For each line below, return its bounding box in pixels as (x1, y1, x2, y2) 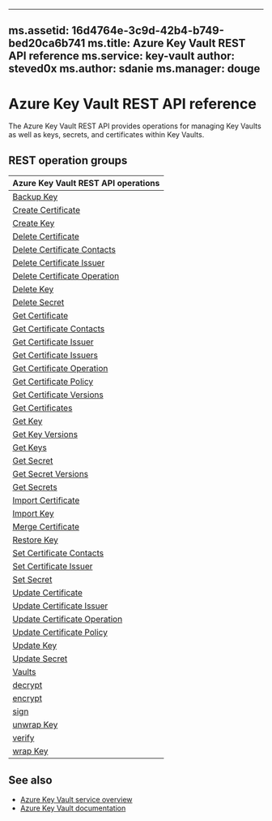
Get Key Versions (12, 429, 79, 440)
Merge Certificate (12, 521, 79, 533)
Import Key (12, 508, 54, 520)
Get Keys (12, 442, 47, 453)
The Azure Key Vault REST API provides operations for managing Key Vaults (8, 121, 261, 131)
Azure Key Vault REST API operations (12, 178, 160, 189)
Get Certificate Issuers (12, 350, 99, 361)
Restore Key (12, 534, 59, 546)
